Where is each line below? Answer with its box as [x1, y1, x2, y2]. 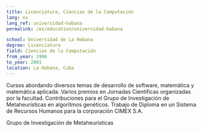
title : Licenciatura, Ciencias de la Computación [6, 8, 134, 15]
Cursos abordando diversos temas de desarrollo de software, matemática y [6, 81, 195, 88]
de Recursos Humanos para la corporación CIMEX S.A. [6, 107, 143, 114]
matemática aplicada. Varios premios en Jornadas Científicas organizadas [6, 88, 191, 95]
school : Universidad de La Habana [6, 37, 94, 43]
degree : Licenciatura [6, 42, 61, 48]
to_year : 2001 [6, 59, 42, 65]
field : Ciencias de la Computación [6, 48, 96, 54]
